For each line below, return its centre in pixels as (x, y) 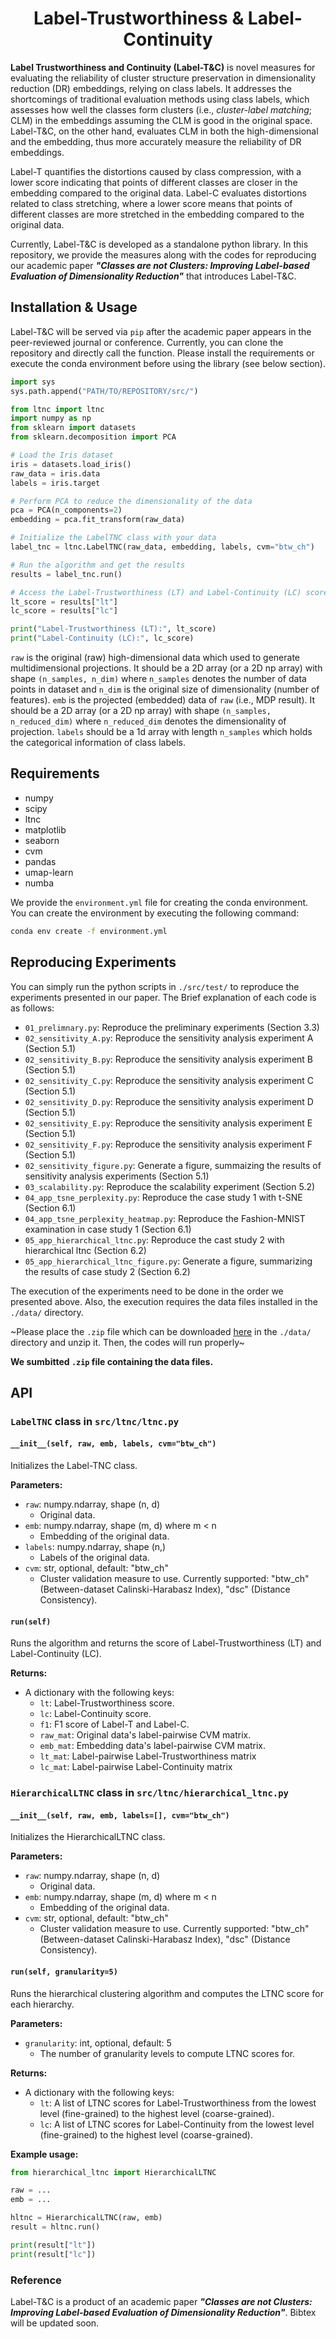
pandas (40, 861)
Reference (36, 2280)
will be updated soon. (55, 2323)
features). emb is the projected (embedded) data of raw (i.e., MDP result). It (163, 700)
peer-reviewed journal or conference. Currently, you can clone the (147, 342)
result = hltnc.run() (55, 2227)
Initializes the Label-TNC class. (74, 1466)
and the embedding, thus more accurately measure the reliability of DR (156, 141)
